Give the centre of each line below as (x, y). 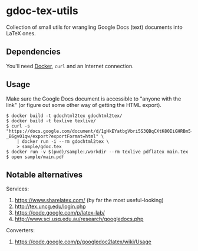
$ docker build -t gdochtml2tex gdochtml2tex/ (64, 116)
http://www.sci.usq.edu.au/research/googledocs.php (79, 219)
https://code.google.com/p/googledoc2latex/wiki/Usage (83, 242)
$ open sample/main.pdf (35, 157)
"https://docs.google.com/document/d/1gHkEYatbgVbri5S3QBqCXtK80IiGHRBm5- (100, 131)
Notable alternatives (44, 175)
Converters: (21, 230)
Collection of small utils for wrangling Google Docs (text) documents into (94, 27)
